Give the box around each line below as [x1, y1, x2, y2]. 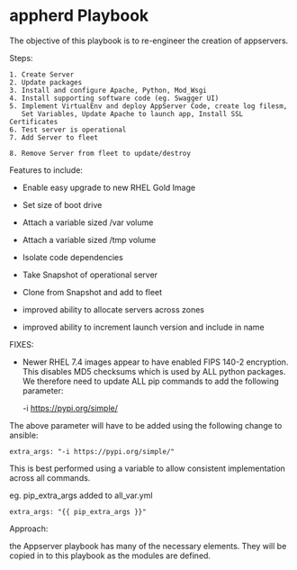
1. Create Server [9, 69, 75, 79]
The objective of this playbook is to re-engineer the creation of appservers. [9, 35, 289, 46]
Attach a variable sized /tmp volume [22, 234, 157, 245]
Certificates [9, 117, 58, 126]
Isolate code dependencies [22, 251, 123, 262]
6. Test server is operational [9, 125, 127, 134]
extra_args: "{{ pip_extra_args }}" [9, 507, 147, 516]
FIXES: [9, 339, 34, 349]
